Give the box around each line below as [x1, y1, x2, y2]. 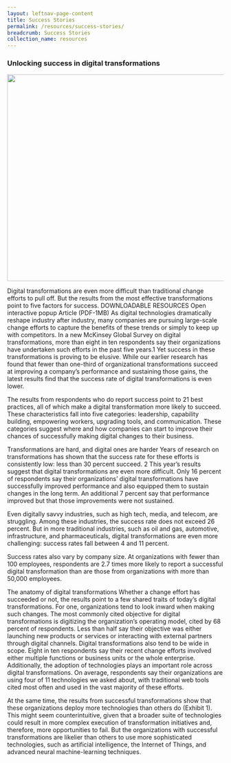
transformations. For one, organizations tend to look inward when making [7, 602, 215, 611]
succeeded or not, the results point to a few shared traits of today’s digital [7, 596, 217, 604]
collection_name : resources [7, 36, 88, 43]
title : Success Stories [7, 17, 76, 23]
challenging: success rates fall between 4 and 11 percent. [7, 539, 170, 548]
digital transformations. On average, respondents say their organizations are [7, 669, 223, 677]
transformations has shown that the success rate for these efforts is [7, 453, 199, 461]
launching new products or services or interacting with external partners [7, 632, 212, 640]
